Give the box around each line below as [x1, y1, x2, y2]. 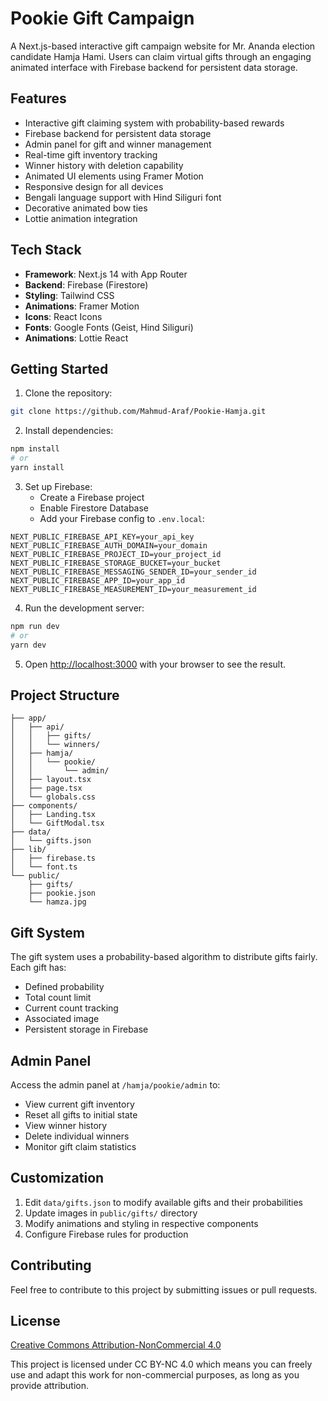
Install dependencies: [24, 425, 114, 437]
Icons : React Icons [24, 310, 103, 322]
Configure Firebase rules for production [24, 1228, 189, 1240]
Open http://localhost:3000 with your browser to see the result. [24, 658, 287, 670]
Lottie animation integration [24, 212, 138, 224]
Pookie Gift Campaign [10, 7, 195, 30]
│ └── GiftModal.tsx [10, 818, 105, 829]
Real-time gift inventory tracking [24, 148, 158, 161]
